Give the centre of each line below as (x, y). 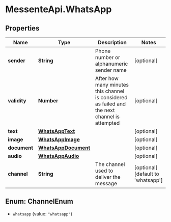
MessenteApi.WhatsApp (59, 9)
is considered (111, 98)
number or (108, 57)
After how (107, 78)
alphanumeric (111, 64)
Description (112, 43)
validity (17, 101)
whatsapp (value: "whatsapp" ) (42, 214)
